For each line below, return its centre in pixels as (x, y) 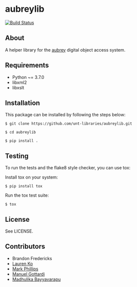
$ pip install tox (24, 186)
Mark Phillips (25, 269)
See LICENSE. (19, 231)
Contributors (25, 247)
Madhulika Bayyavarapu (36, 279)
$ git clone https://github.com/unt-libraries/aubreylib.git (69, 124)
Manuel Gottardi (28, 274)
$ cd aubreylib (21, 132)
